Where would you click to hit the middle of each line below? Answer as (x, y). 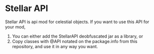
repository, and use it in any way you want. (55, 46)
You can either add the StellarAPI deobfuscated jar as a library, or (77, 36)
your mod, (15, 27)
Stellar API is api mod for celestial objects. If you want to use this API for (77, 22)
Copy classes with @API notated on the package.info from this (75, 41)
